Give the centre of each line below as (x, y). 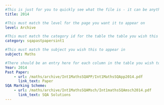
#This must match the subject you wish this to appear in (65, 50)
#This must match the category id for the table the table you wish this (82, 36)
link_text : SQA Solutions (44, 95)
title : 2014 (17, 14)
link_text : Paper (36, 81)
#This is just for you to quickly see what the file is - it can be (76, 10)
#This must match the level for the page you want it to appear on (75, 23)
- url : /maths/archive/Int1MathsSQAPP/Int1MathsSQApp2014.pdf (78, 77)
